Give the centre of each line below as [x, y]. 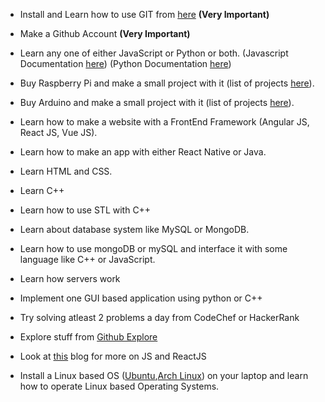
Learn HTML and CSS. [66, 171]
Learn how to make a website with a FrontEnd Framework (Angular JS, [164, 122]
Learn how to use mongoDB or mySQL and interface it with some [153, 248]
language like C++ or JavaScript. [87, 259]
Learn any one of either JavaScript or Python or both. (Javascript [154, 53]
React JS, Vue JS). [58, 132]
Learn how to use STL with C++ [85, 210]
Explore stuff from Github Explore [88, 337]
